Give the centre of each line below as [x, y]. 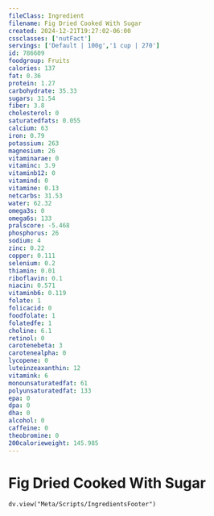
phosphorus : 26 [34, 233]
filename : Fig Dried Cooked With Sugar [75, 23]
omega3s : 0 [27, 210]
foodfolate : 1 [32, 315]
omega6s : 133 [30, 218]
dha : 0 [19, 413]
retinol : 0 [27, 338]
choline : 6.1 [30, 331]
